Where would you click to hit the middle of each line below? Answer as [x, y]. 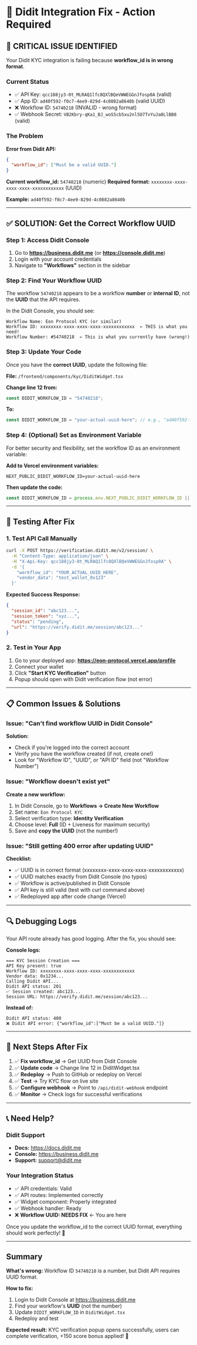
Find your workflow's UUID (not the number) [68, 1306]
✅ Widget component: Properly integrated [65, 1201]
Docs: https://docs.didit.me [48, 1148]
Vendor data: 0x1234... [35, 976]
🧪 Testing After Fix [40, 522]
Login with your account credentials [58, 259]
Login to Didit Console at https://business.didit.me [75, 1300]
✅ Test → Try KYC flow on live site [56, 1081]
